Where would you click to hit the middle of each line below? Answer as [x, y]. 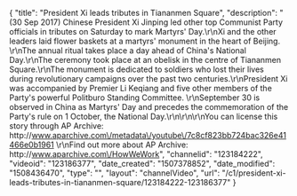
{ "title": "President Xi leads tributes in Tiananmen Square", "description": [144, 13]
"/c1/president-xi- [254, 173]
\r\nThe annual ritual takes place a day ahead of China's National [128, 51]
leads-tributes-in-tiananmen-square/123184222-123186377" [120, 182]
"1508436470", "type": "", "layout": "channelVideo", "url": [115, 173]
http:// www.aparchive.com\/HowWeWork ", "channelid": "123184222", [136, 154]
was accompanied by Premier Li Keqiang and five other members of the [141, 88]
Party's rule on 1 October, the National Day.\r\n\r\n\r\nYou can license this [144, 116]
